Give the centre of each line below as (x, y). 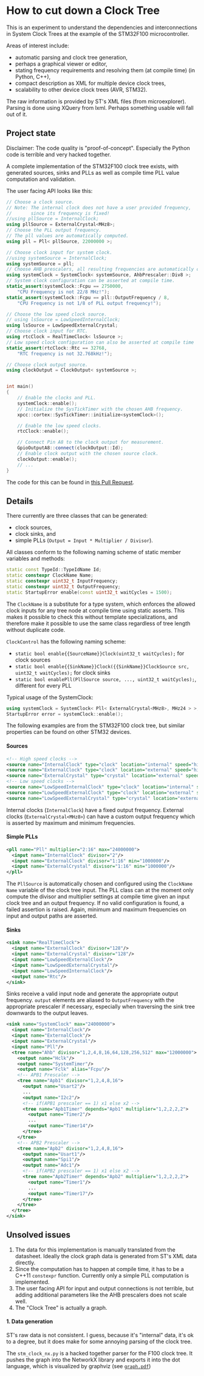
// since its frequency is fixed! (58, 213)
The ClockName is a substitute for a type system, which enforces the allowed (101, 604)
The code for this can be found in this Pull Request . (70, 482)
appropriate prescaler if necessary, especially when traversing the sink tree (101, 1007)
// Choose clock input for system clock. (59, 252)
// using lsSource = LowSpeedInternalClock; (63, 320)
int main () (20, 387)
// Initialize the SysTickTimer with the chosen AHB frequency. (100, 409)
